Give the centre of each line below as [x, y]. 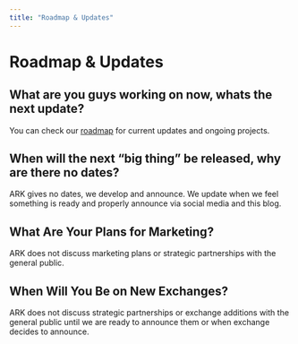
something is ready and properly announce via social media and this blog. [145, 203]
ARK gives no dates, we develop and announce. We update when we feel [144, 194]
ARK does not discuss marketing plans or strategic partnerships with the [143, 254]
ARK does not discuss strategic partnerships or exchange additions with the [149, 313]
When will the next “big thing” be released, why [145, 159]
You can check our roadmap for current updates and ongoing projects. [140, 130]
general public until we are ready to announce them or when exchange [140, 322]
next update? [47, 109]
